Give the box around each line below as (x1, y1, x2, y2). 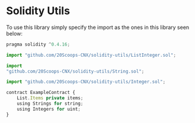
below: (6, 30, 23, 37)
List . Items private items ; (17, 95, 84, 101)
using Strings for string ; (17, 101, 84, 107)
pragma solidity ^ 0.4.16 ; (6, 41, 70, 47)
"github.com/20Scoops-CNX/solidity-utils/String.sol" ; (6, 68, 145, 75)
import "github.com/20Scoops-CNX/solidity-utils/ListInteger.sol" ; (6, 52, 177, 58)
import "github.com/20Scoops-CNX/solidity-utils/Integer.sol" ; (6, 79, 166, 85)
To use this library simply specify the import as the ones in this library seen (6, 24, 190, 31)
